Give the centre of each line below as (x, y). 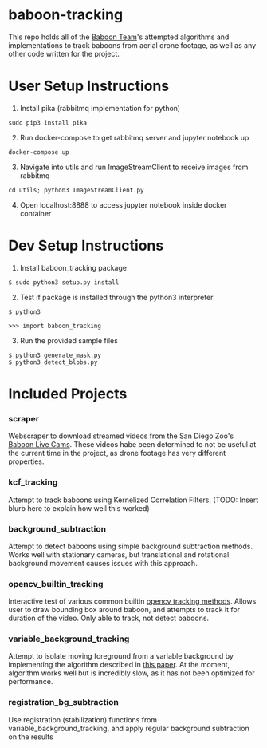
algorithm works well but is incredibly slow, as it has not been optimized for (132, 673)
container (35, 213)
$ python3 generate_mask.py (55, 355)
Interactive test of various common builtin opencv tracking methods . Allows (132, 601)
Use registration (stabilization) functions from (83, 719)
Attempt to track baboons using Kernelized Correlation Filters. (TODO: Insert (133, 500)
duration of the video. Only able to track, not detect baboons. (109, 618)
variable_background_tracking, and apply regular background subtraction (129, 728)
